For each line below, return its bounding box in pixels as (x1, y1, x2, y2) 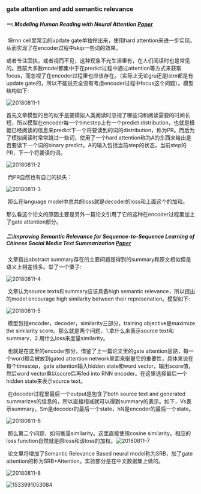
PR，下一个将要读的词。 (6, 149, 66, 156)
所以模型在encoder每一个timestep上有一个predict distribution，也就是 (16, 119, 190, 126)
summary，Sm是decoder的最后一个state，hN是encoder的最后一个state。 (11, 405, 194, 412)
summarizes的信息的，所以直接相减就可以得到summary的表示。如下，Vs (6, 397, 187, 404)
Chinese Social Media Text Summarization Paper (6, 240, 131, 247)
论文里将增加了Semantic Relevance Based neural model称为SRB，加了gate (7, 450, 193, 457)
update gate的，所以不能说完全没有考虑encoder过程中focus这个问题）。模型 (6, 79, 194, 87)
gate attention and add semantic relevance (6, 5, 134, 13)
